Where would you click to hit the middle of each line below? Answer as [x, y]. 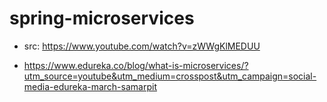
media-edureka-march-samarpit [90, 86]
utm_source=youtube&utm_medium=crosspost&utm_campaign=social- [170, 76]
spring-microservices [102, 18]
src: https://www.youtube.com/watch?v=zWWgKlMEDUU [142, 46]
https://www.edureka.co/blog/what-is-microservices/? [136, 65]
